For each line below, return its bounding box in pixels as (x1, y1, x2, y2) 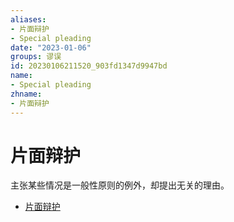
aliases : (10, 14, 47, 25)
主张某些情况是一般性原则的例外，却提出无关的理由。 (10, 179, 230, 191)
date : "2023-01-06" (10, 42, 92, 53)
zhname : (10, 89, 43, 99)
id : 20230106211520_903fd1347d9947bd (10, 61, 168, 71)
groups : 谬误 (10, 52, 62, 62)
